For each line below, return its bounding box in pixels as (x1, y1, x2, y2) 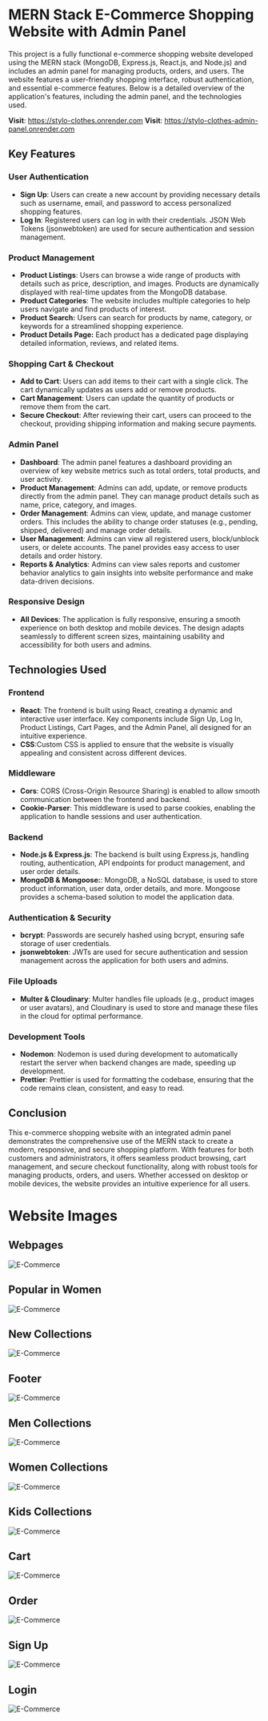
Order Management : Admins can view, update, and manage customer (19, 508, 252, 518)
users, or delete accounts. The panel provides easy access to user (19, 542, 240, 552)
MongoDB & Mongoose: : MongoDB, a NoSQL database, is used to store (19, 875, 258, 885)
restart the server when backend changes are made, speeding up (19, 1057, 237, 1067)
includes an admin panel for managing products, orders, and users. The (8, 66, 245, 75)
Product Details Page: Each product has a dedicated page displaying (19, 330, 249, 339)
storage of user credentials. (19, 939, 112, 949)
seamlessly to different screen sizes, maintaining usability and (19, 631, 226, 641)
